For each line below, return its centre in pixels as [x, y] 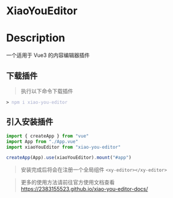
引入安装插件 [30, 122]
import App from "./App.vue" [42, 141]
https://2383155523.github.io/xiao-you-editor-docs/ [84, 189]
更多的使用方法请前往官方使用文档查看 [67, 183]
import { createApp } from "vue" [48, 136]
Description [36, 38]
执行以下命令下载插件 [47, 91]
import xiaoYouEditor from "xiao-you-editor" [63, 147]
